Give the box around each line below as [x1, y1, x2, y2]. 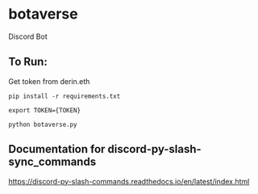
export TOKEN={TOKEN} [8, 106, 81, 114]
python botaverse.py [8, 120, 78, 129]
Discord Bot [8, 32, 48, 41]
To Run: [8, 55, 48, 69]
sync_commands [8, 155, 97, 169]
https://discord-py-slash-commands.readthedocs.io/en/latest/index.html [8, 176, 250, 186]
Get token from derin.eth [8, 76, 90, 86]
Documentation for [8, 142, 106, 156]
